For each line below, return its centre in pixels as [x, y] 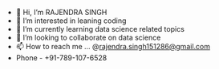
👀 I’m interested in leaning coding [71, 21]
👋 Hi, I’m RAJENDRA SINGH [61, 12]
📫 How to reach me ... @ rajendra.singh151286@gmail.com [113, 46]
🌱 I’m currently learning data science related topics [100, 29]
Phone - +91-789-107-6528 [61, 58]
